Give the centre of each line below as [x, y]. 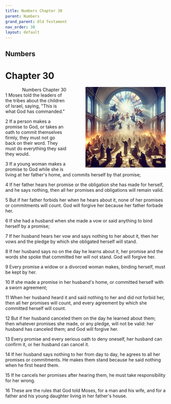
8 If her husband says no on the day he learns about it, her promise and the [84, 252]
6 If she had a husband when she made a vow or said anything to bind [79, 221]
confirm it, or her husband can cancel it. [47, 345]
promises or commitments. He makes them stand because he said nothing [83, 360]
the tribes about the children [35, 101]
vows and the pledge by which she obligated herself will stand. [71, 242]
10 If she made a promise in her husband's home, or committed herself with [84, 282]
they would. [18, 154]
